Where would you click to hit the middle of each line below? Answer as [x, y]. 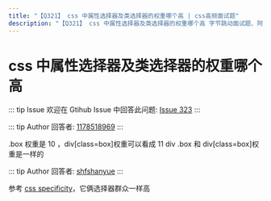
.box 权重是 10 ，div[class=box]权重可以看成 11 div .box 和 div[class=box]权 [134, 144]
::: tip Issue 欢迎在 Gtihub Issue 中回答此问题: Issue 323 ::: [104, 110]
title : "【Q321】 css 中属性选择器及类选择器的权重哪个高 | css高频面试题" [124, 16]
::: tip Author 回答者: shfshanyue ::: [66, 171]
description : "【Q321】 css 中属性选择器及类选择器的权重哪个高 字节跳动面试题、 [133, 23]
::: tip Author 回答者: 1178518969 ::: [66, 127]
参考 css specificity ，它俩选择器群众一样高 [79, 188]
